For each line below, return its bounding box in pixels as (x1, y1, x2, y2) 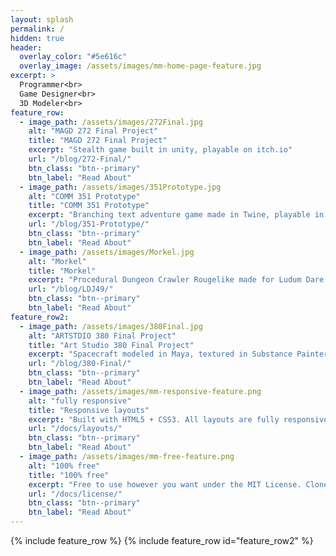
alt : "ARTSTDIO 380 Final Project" (28, 331, 177, 341)
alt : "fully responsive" (28, 396, 132, 406)
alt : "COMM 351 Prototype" (28, 191, 141, 201)
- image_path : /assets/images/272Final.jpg (19, 117, 203, 127)
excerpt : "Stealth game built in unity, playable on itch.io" (28, 145, 293, 155)
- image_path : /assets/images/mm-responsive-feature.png (19, 386, 262, 396)
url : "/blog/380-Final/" (28, 359, 132, 369)
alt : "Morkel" (28, 256, 87, 266)
